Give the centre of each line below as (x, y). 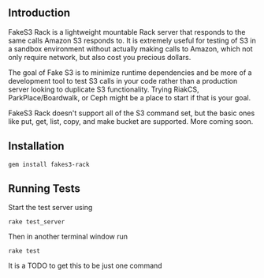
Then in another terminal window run (68, 237)
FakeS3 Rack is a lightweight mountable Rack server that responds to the (127, 32)
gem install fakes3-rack (49, 164)
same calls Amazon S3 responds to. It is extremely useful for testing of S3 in (132, 40)
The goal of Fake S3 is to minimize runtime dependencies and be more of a (130, 72)
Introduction (39, 13)
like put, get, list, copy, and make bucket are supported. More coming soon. (131, 121)
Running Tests (44, 189)
